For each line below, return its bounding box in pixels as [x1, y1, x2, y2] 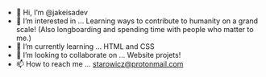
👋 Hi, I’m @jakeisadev [15, 8, 89, 17]
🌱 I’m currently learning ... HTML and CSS [15, 42, 155, 51]
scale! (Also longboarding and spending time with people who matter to [15, 25, 254, 34]
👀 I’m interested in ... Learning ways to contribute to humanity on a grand [15, 16, 259, 26]
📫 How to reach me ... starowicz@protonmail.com [15, 59, 184, 68]
